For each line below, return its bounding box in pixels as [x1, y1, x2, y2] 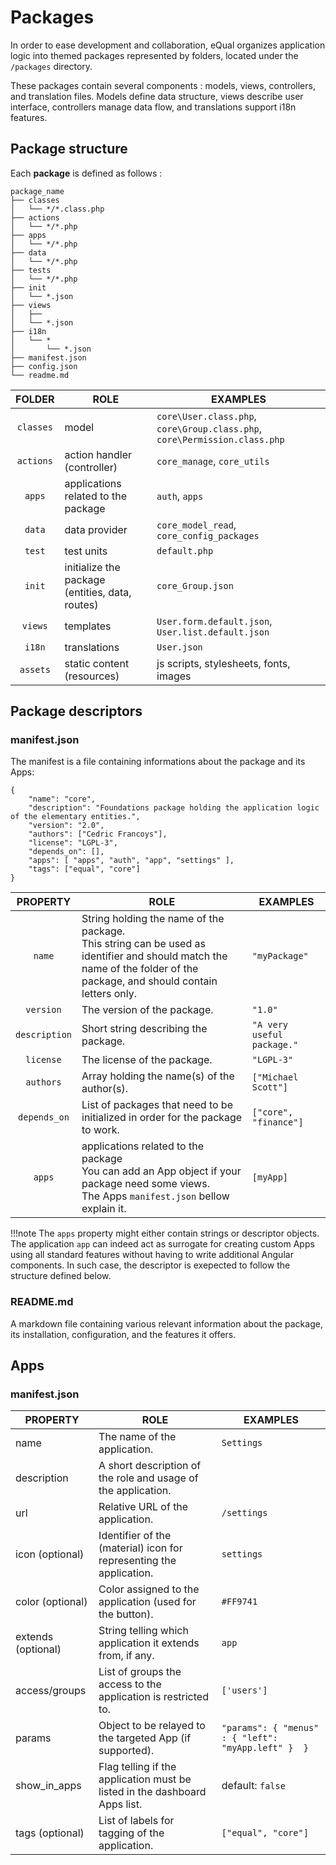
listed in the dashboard [98, 1785, 207, 1799]
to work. [81, 1123, 120, 1137]
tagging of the [98, 1826, 165, 1840]
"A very [251, 1019, 289, 1031]
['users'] [221, 1685, 268, 1696]
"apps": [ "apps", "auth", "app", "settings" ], [28, 856, 235, 866]
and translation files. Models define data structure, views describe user [10, 90, 304, 102]
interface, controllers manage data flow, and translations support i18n [10, 101, 297, 113]
